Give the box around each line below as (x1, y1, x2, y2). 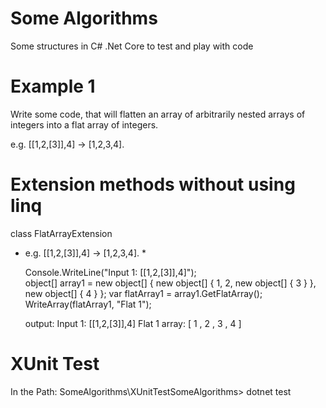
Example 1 (10, 75, 96, 98)
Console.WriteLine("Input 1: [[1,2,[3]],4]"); (24, 266, 197, 278)
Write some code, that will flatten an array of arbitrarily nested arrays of (10, 108, 306, 120)
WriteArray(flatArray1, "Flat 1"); (24, 298, 152, 310)
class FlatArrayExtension (10, 227, 113, 239)
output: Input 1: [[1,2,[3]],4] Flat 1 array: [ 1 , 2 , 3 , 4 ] (24, 317, 242, 329)
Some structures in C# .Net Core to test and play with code (10, 40, 254, 52)
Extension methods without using (10, 173, 296, 196)
